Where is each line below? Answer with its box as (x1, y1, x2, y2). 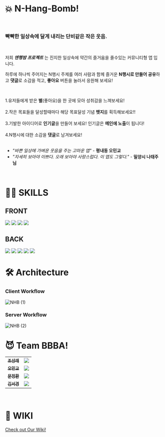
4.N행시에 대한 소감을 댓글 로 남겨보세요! (5, 132, 82, 138)
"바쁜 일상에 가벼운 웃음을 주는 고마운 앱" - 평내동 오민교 (12, 148, 121, 154)
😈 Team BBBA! (5, 340, 68, 351)
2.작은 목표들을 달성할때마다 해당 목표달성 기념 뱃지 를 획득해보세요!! (5, 109, 136, 115)
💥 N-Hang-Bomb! (5, 3, 79, 14)
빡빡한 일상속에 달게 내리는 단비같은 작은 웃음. (5, 33, 107, 40)
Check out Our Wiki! (5, 426, 46, 433)
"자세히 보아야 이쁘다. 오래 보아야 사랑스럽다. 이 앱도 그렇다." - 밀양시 (12, 154, 146, 160)
